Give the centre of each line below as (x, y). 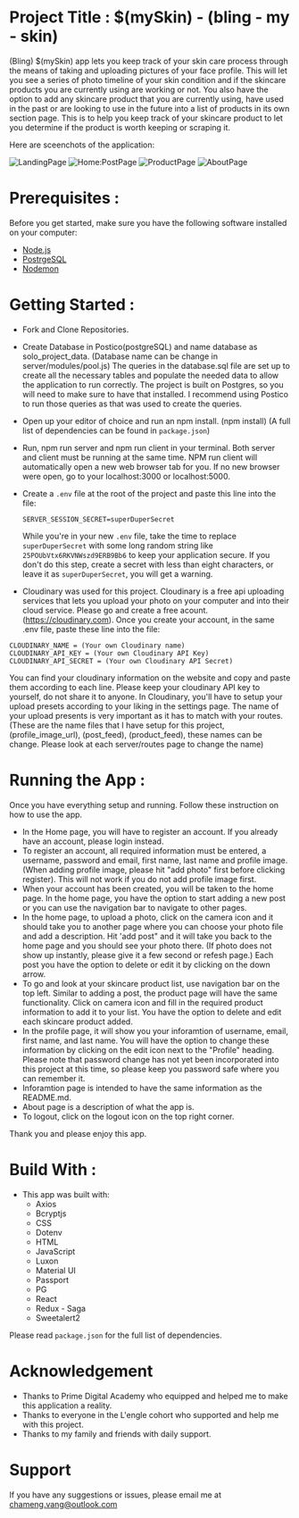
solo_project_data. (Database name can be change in (120, 356)
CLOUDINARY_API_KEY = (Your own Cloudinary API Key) (109, 653)
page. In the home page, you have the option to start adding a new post (154, 898)
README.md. (46, 1097)
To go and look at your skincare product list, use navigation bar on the (151, 983)
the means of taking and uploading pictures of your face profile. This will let (148, 71)
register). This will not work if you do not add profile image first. (139, 879)
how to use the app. (46, 814)
